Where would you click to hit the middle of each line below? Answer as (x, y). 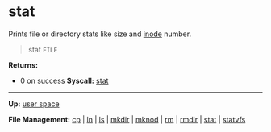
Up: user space (34, 104)
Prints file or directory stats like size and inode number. (100, 34)
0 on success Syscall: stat (64, 80)
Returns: (23, 65)
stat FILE (43, 49)
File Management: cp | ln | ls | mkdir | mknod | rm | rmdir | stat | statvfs (127, 119)
